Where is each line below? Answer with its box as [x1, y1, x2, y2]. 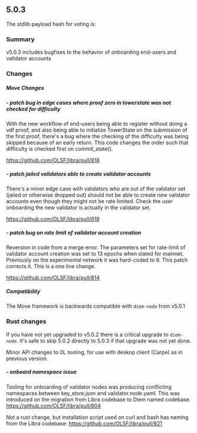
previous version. [6, 354, 48, 362]
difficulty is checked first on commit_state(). [6, 145, 113, 152]
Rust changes [6, 317, 47, 325]
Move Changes [6, 84, 44, 91]
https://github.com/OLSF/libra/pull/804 [6, 402, 101, 409]
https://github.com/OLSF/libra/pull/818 [6, 157, 100, 164]
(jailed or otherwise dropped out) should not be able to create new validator [6, 191, 191, 198]
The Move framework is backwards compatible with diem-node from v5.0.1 [6, 302, 185, 310]
